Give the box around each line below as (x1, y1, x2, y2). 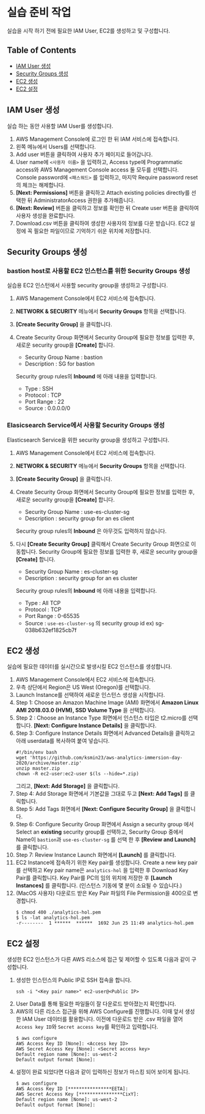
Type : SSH (24, 385, 54, 393)
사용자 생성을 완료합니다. (15, 212, 75, 219)
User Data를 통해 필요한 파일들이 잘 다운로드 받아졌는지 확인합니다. (15, 1000, 176, 1007)
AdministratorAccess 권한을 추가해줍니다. (34, 197, 135, 204)
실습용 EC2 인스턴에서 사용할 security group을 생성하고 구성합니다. (7, 282, 168, 289)
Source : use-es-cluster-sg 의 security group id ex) (24, 619, 154, 627)
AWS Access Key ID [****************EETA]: (15, 1086, 129, 1092)
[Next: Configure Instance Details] (34, 722, 123, 729)
